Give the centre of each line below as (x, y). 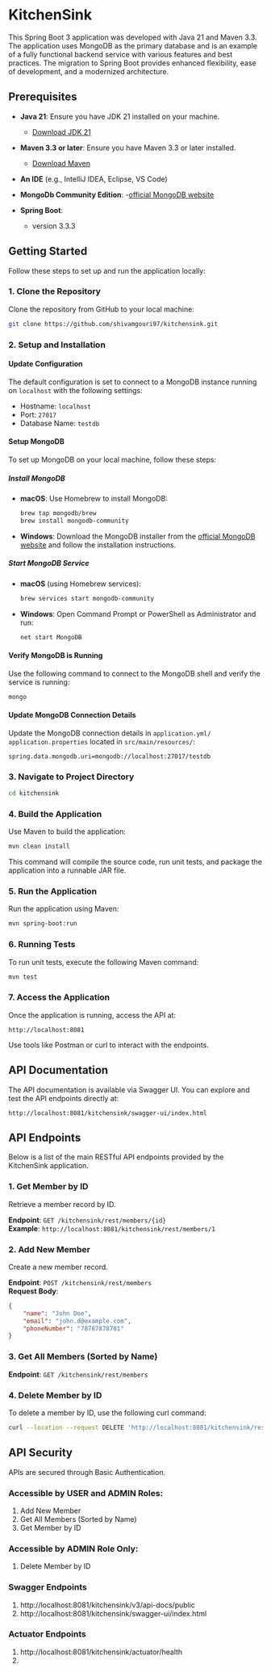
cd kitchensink (34, 794)
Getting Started (48, 251)
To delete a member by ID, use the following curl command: (108, 1412)
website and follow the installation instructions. (98, 545)
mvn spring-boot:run (43, 924)
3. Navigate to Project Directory (71, 777)
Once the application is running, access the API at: (92, 1015)
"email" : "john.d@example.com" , (77, 1321)
